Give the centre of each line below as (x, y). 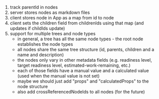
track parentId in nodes (34, 7)
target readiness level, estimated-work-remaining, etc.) (74, 65)
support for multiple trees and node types (53, 34)
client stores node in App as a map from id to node (62, 18)
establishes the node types (45, 44)
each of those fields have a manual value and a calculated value (83, 71)
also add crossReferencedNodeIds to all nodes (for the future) (81, 92)
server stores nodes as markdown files (50, 12)
